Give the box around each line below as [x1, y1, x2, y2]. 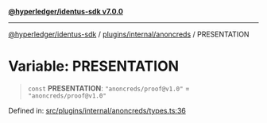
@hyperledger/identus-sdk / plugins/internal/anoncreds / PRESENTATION [8, 29, 250, 39]
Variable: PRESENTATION [8, 57, 180, 75]
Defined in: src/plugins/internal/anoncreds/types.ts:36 [8, 106, 187, 115]
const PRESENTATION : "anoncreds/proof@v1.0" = [27, 83, 191, 93]
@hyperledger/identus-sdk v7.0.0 [8, 7, 123, 16]
